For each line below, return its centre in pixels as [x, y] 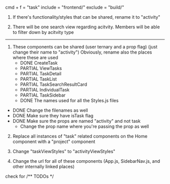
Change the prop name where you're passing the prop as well [84, 126]
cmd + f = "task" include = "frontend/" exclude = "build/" [65, 7]
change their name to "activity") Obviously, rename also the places [82, 52]
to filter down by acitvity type [43, 32]
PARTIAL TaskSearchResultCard [54, 84]
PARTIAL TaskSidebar [43, 95]
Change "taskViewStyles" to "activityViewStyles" [64, 151]
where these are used [35, 57]
